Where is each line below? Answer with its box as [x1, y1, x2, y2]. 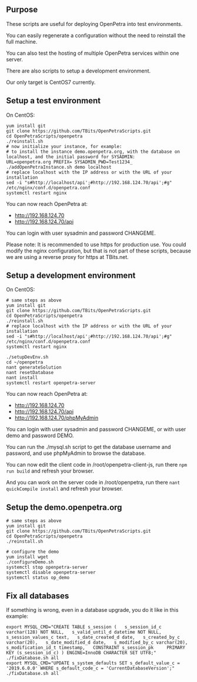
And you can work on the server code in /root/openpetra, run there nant [6, 479, 181, 486]
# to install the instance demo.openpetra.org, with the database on [6, 149, 181, 155]
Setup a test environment [6, 96, 101, 106]
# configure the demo [6, 549, 59, 555]
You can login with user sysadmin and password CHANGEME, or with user [6, 426, 186, 433]
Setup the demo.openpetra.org [6, 502, 122, 512]
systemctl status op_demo [6, 575, 69, 581]
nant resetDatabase [6, 370, 54, 376]
